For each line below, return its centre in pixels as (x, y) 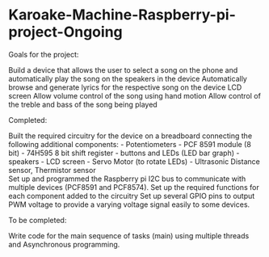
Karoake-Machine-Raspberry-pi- (122, 15)
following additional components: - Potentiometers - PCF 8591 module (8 (130, 144)
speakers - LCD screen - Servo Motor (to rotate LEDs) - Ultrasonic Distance (134, 161)
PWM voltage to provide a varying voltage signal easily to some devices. (129, 204)
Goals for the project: (44, 54)
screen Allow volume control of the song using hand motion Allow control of (134, 95)
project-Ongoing (65, 32)
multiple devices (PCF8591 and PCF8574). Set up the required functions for (134, 187)
